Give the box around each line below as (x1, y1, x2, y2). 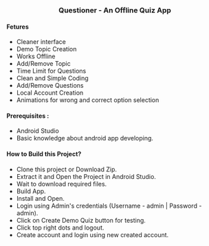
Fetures (6, 23, 29, 31)
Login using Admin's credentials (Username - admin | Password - (16, 201, 202, 210)
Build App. (16, 187, 46, 195)
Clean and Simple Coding (16, 74, 89, 82)
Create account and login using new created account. (16, 230, 169, 238)
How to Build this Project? (6, 149, 82, 158)
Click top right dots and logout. (16, 223, 104, 232)
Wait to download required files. (16, 180, 107, 188)
